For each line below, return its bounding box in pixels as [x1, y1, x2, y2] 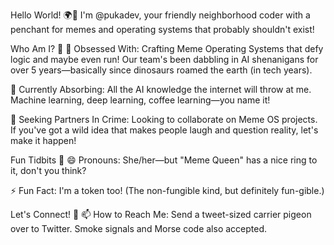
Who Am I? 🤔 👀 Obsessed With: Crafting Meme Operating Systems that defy [10, 43, 324, 54]
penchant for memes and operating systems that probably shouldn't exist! [10, 24, 315, 35]
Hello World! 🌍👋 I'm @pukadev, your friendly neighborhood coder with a [10, 9, 311, 21]
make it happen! [10, 135, 77, 146]
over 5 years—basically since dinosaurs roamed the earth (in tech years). [10, 64, 313, 76]
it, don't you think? [10, 165, 87, 176]
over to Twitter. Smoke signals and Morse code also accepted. [10, 223, 268, 234]
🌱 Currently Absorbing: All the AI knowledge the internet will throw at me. [10, 84, 312, 95]
